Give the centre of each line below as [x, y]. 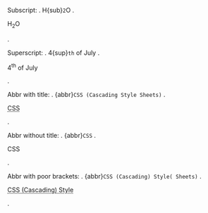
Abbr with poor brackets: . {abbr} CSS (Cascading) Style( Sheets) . [105, 176]
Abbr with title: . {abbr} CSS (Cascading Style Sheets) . [86, 95]
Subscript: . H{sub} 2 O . [41, 10]
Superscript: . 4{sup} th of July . [54, 53]
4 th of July [23, 67]
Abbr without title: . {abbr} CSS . [52, 136]
